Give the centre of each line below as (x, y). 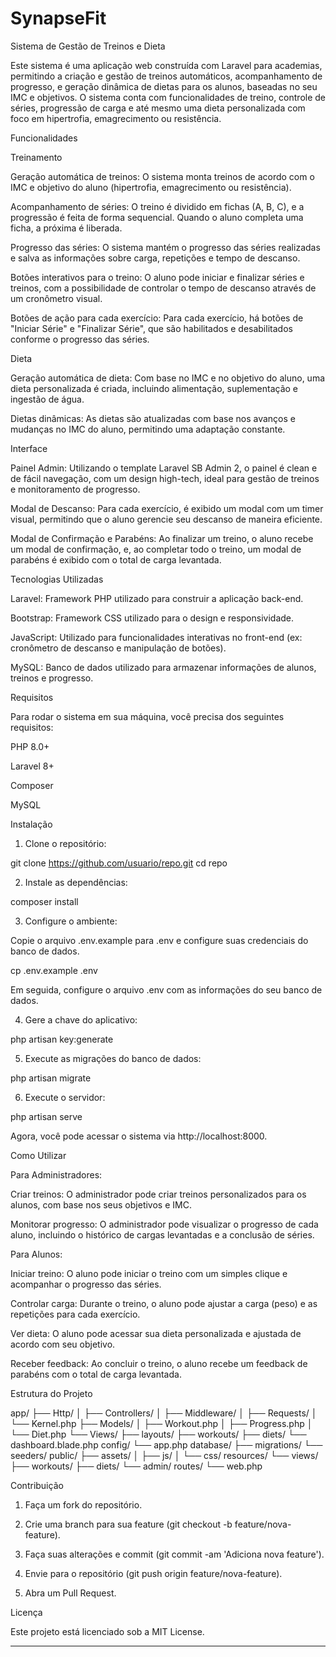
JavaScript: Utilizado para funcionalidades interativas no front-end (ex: (156, 637)
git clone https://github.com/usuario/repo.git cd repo (119, 863)
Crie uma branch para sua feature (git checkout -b (128, 1524)
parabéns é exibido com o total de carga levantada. (116, 559)
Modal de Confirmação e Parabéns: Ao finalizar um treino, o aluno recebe (162, 538)
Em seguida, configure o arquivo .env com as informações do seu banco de (166, 989)
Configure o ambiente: (71, 921)
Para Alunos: (36, 1254)
